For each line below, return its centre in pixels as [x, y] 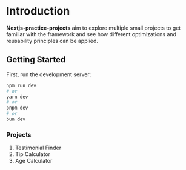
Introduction [38, 11]
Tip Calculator [32, 154]
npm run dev [21, 85]
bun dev [16, 119]
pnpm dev [17, 108]
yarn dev [17, 97]
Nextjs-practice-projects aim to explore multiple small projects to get [94, 28]
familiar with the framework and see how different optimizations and [91, 34]
